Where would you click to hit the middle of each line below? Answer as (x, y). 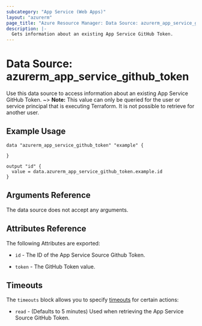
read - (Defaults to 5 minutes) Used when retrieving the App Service (99, 312)
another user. (23, 112)
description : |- (26, 29)
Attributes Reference (46, 229)
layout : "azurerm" (29, 17)
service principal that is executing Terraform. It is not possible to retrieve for (100, 106)
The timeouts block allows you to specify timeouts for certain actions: (93, 300)
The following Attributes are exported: (53, 243)
